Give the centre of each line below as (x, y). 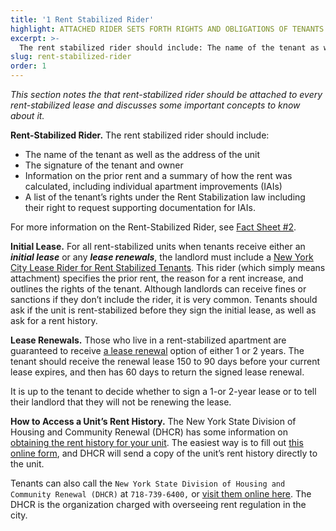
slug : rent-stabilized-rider (71, 57)
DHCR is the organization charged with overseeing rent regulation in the (158, 504)
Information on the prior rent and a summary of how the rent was (158, 175)
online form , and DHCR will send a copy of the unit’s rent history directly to (164, 453)
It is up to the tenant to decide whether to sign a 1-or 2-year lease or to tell (163, 391)
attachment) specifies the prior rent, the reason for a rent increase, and (157, 278)
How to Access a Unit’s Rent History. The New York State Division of (153, 421)
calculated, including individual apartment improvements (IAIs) (153, 186)
